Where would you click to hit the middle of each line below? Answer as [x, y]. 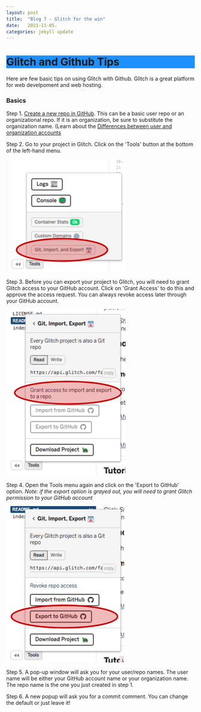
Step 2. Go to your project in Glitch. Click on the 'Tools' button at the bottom [100, 145]
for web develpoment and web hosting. [54, 85]
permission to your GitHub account [49, 498]
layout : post [22, 13]
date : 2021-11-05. [32, 25]
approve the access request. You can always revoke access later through [97, 295]
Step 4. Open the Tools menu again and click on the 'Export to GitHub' [93, 485]
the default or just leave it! [38, 703]
